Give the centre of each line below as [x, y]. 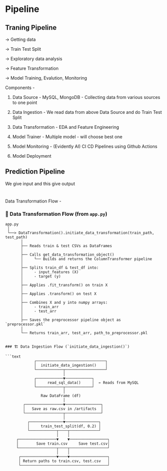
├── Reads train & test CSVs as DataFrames [66, 246]
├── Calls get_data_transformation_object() [67, 255]
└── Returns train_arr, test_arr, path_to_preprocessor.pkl [84, 333]
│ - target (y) [41, 277]
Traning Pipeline [31, 28]
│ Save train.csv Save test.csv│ [63, 444]
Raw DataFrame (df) [61, 396]
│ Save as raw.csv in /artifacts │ [63, 409]
